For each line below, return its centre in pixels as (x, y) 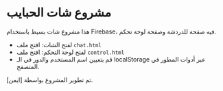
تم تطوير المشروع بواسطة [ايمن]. (50, 79)
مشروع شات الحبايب (59, 13)
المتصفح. (28, 66)
